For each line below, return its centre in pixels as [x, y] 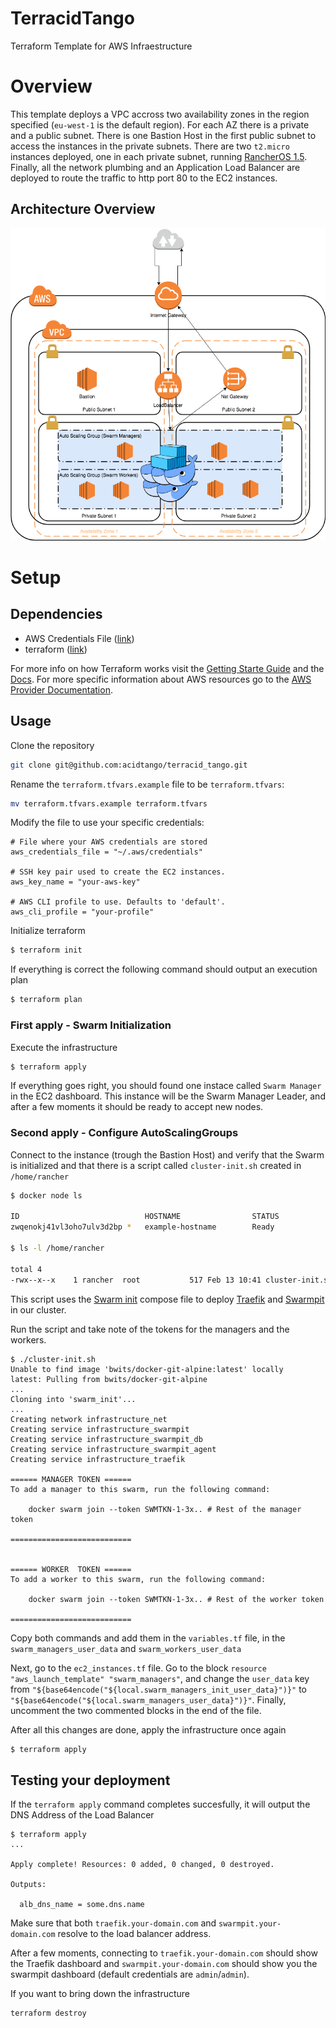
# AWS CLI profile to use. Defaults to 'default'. [118, 902]
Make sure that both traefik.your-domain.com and [113, 1923]
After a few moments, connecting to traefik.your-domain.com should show [164, 1953]
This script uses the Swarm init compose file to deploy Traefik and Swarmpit [167, 1299]
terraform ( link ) [56, 649]
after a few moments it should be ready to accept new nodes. [137, 1107]
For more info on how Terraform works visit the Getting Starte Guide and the [167, 668]
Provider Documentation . [61, 689]
